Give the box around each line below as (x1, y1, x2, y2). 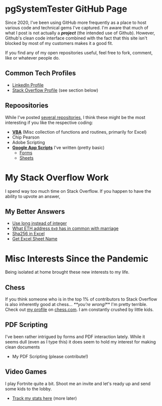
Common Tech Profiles (5, 69, 76, 78)
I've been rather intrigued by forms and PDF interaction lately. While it (5, 333, 145, 340)
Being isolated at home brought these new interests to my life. (5, 269, 130, 275)
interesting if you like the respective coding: (5, 120, 93, 125)
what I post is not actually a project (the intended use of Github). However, (5, 30, 155, 36)
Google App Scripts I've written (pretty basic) (12, 144, 105, 150)
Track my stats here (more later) (12, 395, 77, 401)
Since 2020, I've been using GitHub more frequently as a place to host (5, 20, 146, 25)
